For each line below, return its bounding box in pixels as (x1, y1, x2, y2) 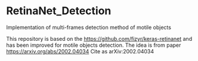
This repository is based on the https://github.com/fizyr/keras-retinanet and (6, 35, 193, 42)
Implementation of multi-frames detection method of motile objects (6, 24, 172, 31)
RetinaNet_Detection (6, 4, 112, 18)
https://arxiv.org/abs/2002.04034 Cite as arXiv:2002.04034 (6, 47, 154, 54)
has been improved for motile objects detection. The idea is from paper (6, 41, 181, 49)
